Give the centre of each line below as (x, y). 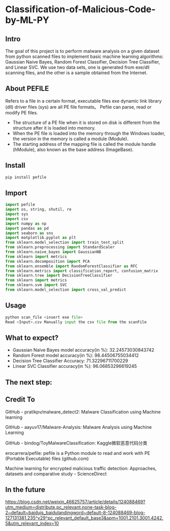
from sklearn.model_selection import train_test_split (65, 242)
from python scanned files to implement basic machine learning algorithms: (84, 56)
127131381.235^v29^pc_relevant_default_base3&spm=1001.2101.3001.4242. (84, 518)
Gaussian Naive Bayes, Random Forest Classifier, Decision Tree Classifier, (83, 62)
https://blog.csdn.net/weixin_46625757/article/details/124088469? (75, 502)
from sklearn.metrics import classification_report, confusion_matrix (82, 271)
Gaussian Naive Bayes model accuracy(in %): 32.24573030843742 (83, 350)
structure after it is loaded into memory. (54, 128)
